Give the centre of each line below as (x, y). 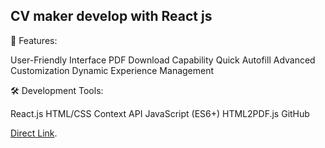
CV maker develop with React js (111, 16)
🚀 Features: (34, 40)
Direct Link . (34, 133)
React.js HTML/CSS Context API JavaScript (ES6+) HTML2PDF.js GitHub (160, 113)
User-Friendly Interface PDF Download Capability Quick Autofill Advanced (163, 60)
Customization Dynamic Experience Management (112, 70)
